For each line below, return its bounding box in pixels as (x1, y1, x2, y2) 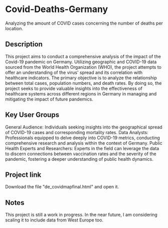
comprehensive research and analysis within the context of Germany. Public (5, 140, 162, 146)
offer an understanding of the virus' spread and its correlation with (5, 69, 143, 75)
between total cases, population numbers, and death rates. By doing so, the (5, 80, 162, 86)
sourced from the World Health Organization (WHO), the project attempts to (5, 64, 161, 70)
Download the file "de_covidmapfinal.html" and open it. (5, 184, 119, 190)
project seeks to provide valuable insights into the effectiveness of (5, 85, 143, 91)
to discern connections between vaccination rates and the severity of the (5, 151, 156, 157)
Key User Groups (5, 110, 59, 119)
